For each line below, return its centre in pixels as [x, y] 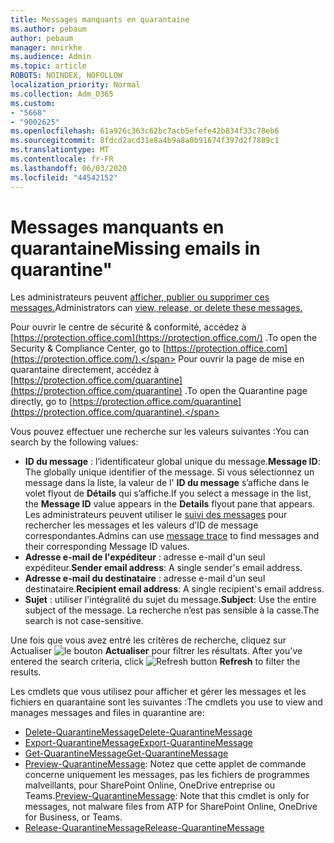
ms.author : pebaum [48, 29]
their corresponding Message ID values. [107, 547]
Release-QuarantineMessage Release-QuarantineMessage [144, 828]
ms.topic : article [48, 66]
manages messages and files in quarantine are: [107, 713]
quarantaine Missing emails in [135, 248]
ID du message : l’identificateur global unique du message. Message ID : [172, 462]
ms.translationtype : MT [60, 150]
